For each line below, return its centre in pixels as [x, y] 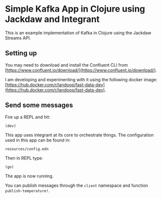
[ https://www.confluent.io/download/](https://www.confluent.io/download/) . [81, 70]
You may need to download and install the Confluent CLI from [66, 65]
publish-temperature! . [27, 190]
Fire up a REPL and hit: [28, 117]
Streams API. [18, 38]
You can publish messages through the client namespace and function [77, 185]
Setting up [21, 53]
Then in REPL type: [24, 158]
